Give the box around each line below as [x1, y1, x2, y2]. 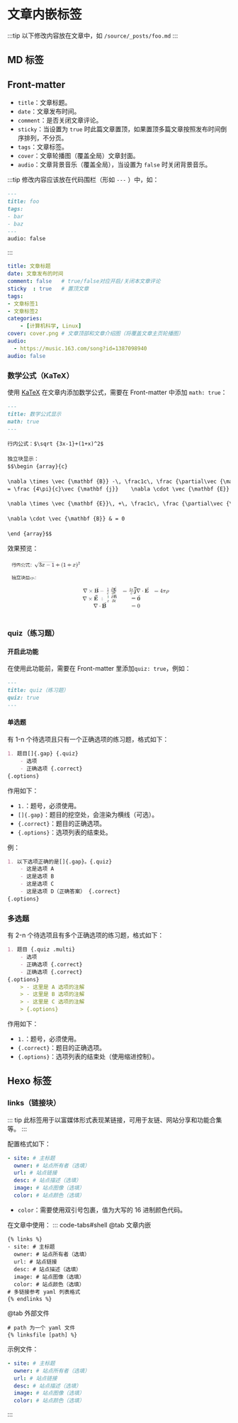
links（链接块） [7, 1098, 61, 1108]
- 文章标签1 [7, 300, 39, 307]
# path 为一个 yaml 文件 [7, 1324, 76, 1332]
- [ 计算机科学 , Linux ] [20, 323, 81, 330]
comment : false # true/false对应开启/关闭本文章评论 [7, 278, 161, 285]
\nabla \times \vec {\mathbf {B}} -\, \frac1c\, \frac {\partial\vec [7, 478, 217, 485]
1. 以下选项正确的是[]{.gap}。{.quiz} [7, 858, 112, 865]
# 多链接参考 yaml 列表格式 [7, 1288, 81, 1295]
